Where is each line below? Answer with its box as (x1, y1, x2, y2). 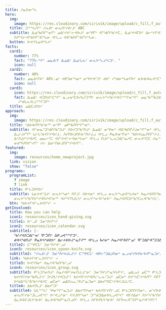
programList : (9, 173, 37, 178)
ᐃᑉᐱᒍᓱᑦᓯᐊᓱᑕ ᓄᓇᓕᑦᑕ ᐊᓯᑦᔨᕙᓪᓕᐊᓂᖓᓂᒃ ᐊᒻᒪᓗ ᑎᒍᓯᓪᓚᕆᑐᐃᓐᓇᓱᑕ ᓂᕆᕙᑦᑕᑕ (14, 136, 151, 141)
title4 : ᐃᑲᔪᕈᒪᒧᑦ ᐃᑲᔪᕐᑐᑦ (9, 283, 58, 289)
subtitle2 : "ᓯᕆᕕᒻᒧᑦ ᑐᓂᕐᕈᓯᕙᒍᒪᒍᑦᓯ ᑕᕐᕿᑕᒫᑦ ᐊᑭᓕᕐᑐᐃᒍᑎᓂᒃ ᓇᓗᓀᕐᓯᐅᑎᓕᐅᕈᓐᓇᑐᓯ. (9, 251, 162, 257)
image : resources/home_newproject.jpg (14, 155, 94, 159)
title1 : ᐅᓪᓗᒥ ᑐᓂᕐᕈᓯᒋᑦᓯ (9, 219, 58, 224)
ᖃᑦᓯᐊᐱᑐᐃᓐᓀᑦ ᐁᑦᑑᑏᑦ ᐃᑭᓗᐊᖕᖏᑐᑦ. (14, 233, 80, 238)
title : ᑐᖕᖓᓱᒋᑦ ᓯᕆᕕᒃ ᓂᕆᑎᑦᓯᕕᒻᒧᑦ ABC (9, 26, 85, 31)
